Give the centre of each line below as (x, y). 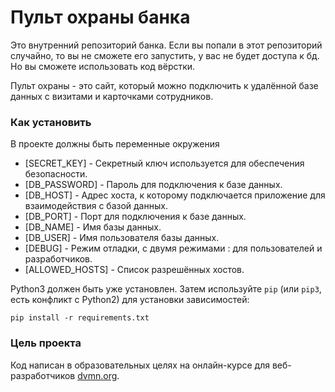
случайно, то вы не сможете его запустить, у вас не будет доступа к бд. (165, 55)
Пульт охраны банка (100, 17)
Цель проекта (46, 343)
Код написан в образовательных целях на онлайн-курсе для (140, 365)
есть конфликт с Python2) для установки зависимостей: (130, 300)
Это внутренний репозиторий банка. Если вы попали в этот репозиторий (166, 45)
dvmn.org (97, 375)
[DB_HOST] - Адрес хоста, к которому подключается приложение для (175, 195)
